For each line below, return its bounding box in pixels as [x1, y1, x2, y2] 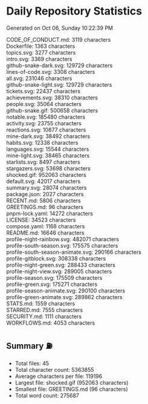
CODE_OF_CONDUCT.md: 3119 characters [6, 36, 111, 43]
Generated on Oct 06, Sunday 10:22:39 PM [6, 24, 114, 31]
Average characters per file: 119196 [14, 373, 103, 380]
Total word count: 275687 [14, 392, 80, 399]
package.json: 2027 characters [6, 190, 84, 197]
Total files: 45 [14, 359, 50, 367]
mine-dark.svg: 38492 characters [6, 132, 91, 140]
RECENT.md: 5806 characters [6, 197, 81, 204]
